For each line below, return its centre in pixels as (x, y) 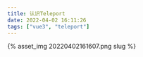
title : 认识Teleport (36, 14)
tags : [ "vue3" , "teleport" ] (49, 26)
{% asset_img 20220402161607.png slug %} (71, 47)
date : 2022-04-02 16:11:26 (47, 20)
